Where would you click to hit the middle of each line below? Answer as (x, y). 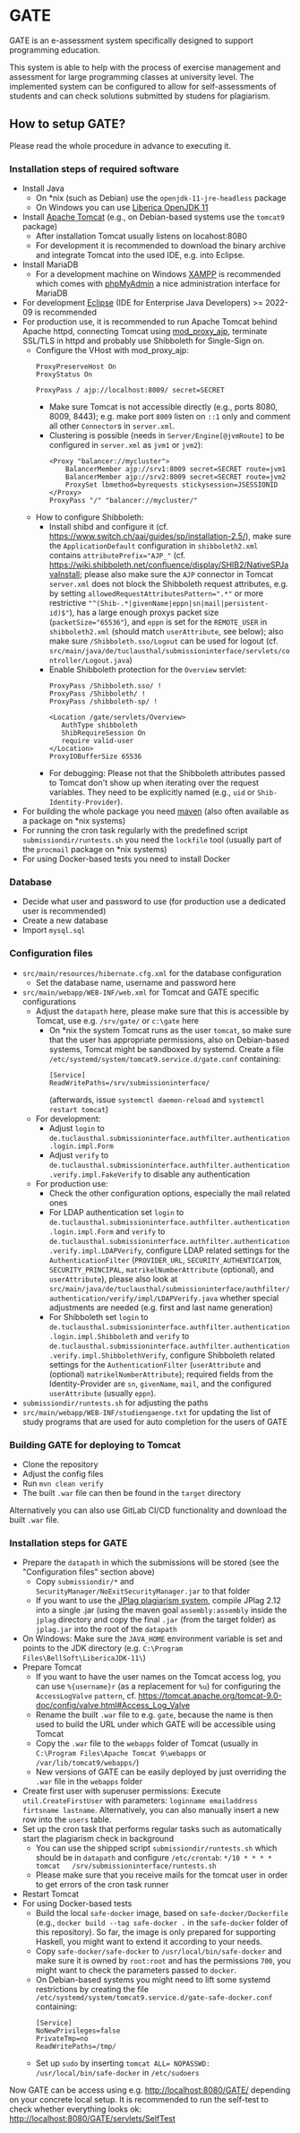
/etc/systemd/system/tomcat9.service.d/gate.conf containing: (165, 1058)
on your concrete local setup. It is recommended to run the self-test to (139, 2100)
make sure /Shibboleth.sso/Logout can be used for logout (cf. (163, 641)
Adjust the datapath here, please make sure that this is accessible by (162, 1011)
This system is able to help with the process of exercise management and (145, 67)
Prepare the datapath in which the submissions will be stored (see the (150, 1563)
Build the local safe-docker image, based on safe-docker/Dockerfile (162, 1913)
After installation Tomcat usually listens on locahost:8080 (141, 236)
